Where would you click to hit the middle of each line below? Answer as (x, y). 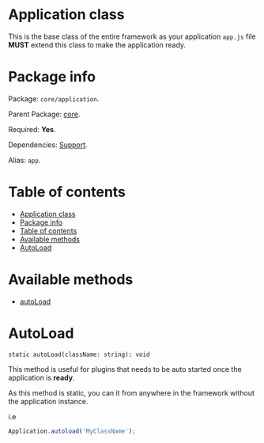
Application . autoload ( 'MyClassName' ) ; (72, 431)
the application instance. (48, 401)
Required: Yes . (32, 129)
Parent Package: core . (44, 114)
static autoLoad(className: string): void (79, 354)
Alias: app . (25, 160)
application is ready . (41, 377)
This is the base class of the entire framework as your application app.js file (132, 36)
